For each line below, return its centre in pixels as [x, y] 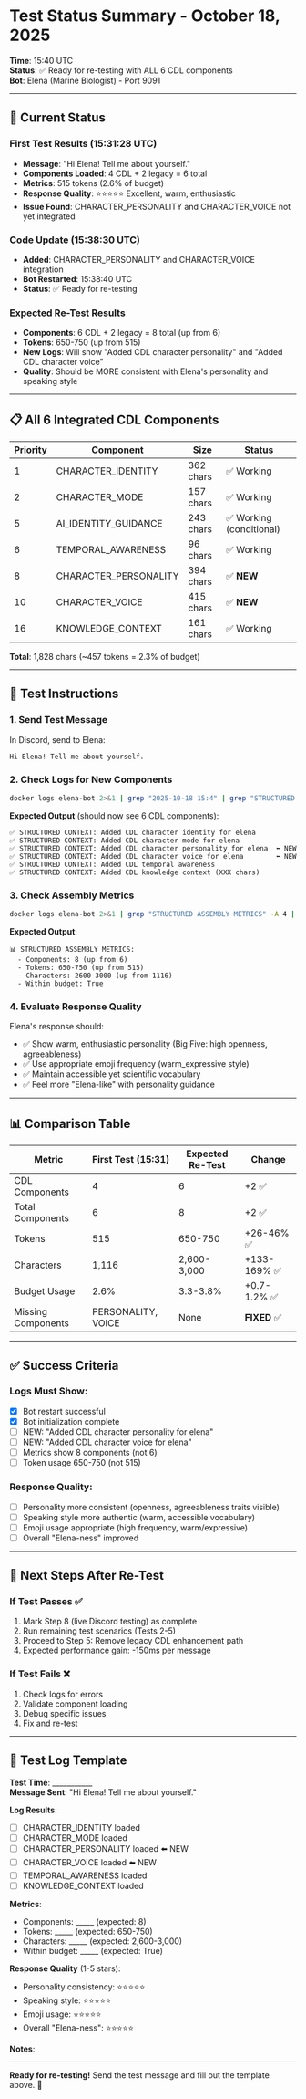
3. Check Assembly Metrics [72, 895]
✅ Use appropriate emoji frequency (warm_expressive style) [136, 1064]
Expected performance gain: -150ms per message [117, 1650]
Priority [31, 450]
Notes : [22, 2049]
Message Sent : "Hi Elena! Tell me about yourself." [103, 1792]
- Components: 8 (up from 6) [73, 960]
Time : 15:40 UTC [41, 60]
